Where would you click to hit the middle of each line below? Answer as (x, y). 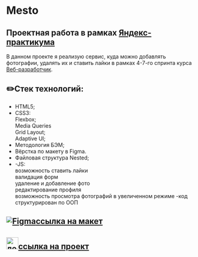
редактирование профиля (48, 190)
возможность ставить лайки (51, 170)
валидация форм (37, 177)
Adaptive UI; (30, 138)
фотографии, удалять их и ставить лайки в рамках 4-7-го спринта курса (99, 63)
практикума (31, 42)
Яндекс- (135, 33)
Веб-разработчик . (29, 69)
